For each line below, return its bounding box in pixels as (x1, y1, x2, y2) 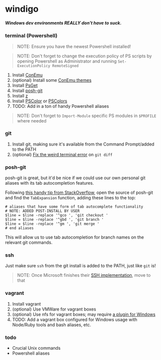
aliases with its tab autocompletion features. (5, 180, 94, 186)
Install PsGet (12, 82, 38, 88)
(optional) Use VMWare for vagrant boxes (12, 306, 96, 312)
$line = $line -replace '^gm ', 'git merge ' (5, 221, 99, 226)
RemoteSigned (52, 63, 79, 68)
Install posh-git (12, 87, 43, 94)
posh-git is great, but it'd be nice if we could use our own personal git (5, 175, 146, 181)
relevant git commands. (5, 240, 53, 245)
